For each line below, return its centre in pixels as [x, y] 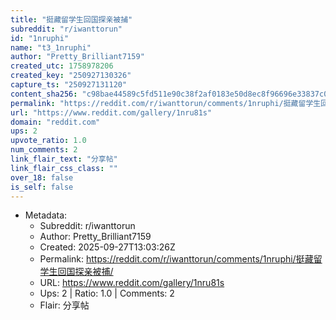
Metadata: [46, 215]
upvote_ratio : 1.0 [48, 141]
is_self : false [42, 187]
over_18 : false [42, 177]
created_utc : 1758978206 [62, 66]
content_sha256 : [44, 94]
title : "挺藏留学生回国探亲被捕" [71, 19]
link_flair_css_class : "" [64, 168]
